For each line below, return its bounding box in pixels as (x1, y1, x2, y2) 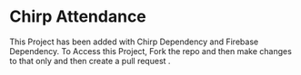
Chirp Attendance (9, 6, 147, 27)
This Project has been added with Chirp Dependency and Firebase (9, 36, 259, 47)
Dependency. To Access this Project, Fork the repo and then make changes (9, 45, 293, 56)
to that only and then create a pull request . (9, 55, 171, 66)
